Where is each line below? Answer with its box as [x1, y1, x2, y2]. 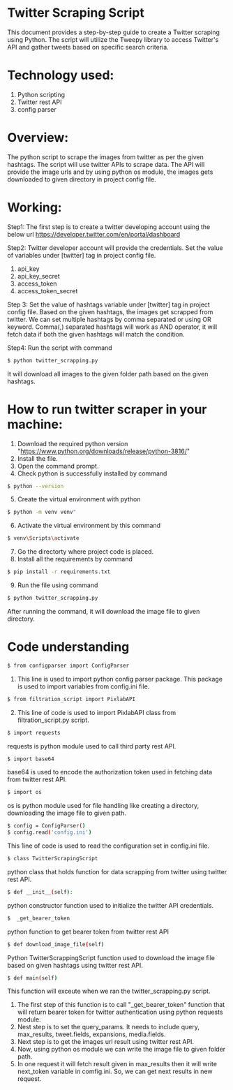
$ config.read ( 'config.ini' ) [7, 829, 92, 836]
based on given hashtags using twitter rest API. [7, 961, 143, 969]
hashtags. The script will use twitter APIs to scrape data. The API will [7, 160, 205, 168]
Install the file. [17, 454, 58, 462]
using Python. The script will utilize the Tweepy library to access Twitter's [7, 35, 219, 43]
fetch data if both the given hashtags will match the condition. [7, 330, 185, 338]
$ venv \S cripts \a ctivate [7, 535, 80, 542]
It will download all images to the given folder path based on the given [7, 369, 209, 378]
